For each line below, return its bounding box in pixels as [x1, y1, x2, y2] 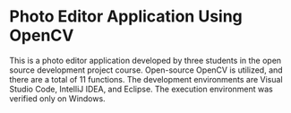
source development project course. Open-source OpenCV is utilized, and [9, 65, 284, 75]
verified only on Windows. [9, 92, 106, 104]
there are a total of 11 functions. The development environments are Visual [9, 74, 284, 84]
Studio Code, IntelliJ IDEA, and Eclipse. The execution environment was [9, 83, 273, 94]
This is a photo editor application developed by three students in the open [9, 55, 282, 65]
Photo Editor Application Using [9, 6, 244, 27]
